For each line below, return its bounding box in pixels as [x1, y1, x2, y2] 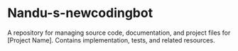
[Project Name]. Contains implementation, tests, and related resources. [7, 35, 215, 44]
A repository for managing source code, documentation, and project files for [7, 28, 231, 37]
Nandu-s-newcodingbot [7, 5, 153, 21]
